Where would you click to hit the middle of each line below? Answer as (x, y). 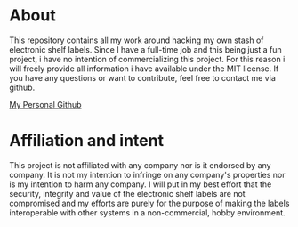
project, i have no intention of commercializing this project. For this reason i (147, 59)
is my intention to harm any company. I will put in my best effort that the (141, 184)
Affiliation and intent (87, 141)
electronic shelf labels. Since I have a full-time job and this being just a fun (145, 49)
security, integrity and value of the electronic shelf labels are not (128, 193)
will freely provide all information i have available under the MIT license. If (144, 69)
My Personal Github (45, 104)
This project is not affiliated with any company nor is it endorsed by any (140, 165)
